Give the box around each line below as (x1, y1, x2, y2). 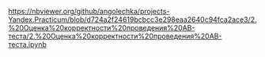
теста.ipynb (8, 40, 47, 49)
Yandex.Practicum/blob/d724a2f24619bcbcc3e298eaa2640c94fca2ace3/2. (8, 15, 257, 24)
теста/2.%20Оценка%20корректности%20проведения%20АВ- (8, 31, 222, 41)
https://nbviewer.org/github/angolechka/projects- (8, 7, 170, 16)
